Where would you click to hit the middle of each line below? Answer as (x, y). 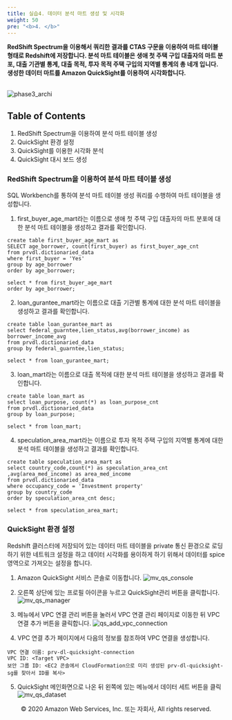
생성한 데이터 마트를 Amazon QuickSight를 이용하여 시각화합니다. (97, 73)
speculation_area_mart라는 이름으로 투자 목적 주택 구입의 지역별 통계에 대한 (120, 440)
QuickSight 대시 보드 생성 (52, 159)
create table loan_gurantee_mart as (60, 325)
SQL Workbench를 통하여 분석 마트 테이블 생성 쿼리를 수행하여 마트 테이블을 (110, 195)
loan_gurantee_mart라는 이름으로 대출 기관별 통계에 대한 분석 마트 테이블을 (119, 303)
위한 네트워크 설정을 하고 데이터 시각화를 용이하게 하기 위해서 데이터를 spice (122, 554)
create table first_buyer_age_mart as (63, 241)
